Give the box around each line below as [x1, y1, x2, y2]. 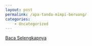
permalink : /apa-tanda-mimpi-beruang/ [5, 12, 87, 17]
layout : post [5, 7, 33, 12]
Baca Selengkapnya [5, 35, 47, 41]
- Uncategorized [14, 21, 49, 26]
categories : [5, 16, 30, 21]
